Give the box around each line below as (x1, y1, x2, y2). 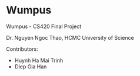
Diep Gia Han (14, 63, 47, 70)
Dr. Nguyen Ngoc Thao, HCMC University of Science (6, 34, 134, 41)
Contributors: (6, 45, 38, 53)
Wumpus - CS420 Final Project (6, 23, 82, 30)
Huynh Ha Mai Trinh (14, 57, 64, 64)
